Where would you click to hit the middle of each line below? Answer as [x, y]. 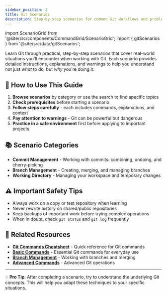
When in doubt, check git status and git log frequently [71, 219]
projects [21, 129]
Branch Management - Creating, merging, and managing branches [81, 170]
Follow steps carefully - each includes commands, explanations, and [83, 108]
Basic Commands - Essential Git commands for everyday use [76, 252]
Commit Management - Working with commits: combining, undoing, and [87, 159]
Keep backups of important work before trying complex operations [81, 214]
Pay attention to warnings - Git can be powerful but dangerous [77, 118]
